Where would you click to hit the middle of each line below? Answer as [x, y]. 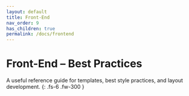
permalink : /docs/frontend [40, 34]
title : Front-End [28, 17]
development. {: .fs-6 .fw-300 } [45, 87]
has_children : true [31, 28]
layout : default [27, 12]
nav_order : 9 [23, 23]
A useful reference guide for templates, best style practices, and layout [94, 80]
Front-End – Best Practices [74, 64]
